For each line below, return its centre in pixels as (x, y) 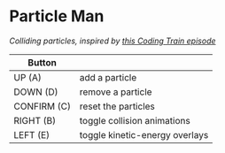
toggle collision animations (135, 120)
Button (43, 62)
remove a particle (116, 92)
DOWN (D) (36, 92)
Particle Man (57, 16)
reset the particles (117, 106)
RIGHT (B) (35, 120)
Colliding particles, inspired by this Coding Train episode (112, 41)
